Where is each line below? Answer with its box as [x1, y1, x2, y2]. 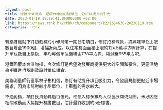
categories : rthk [5, 25, 40, 30]
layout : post [5, 7, 32, 12]
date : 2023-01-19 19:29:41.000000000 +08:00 [5, 16, 97, 21]
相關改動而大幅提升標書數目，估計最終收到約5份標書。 [5, 100, 114, 106]
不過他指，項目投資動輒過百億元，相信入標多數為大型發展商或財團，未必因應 [5, 94, 158, 99]
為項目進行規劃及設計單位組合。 [5, 67, 69, 73]
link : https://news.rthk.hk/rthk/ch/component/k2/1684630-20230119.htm [5, 20, 153, 26]
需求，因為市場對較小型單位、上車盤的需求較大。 [5, 83, 103, 89]
